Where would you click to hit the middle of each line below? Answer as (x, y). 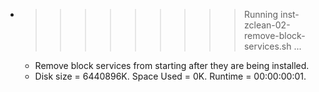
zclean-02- (267, 25)
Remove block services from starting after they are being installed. (172, 65)
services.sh (267, 46)
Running (261, 14)
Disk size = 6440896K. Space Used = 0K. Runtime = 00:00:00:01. (170, 76)
